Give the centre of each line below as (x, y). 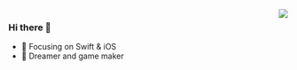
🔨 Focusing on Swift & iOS (69, 47)
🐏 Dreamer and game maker (73, 56)
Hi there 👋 (30, 27)
